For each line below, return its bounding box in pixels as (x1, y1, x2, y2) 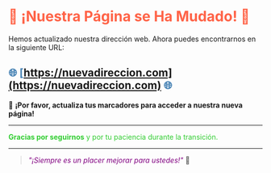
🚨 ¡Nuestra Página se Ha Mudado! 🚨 (8, 7, 250, 26)
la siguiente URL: (8, 42, 65, 52)
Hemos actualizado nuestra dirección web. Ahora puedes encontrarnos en (8, 34, 256, 44)
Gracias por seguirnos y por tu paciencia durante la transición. (8, 132, 219, 141)
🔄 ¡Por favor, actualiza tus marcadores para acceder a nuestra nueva (8, 100, 244, 110)
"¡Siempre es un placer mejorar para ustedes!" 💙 (27, 155, 190, 165)
